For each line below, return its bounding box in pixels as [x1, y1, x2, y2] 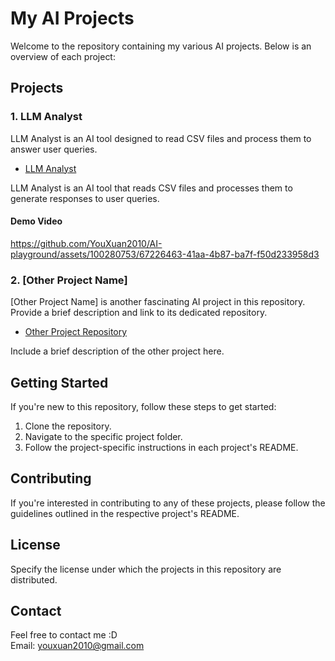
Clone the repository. [24, 420, 112, 432]
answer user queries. [10, 143, 98, 155]
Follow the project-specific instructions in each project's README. [24, 441, 299, 453]
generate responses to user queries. [10, 192, 160, 204]
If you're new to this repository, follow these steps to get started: [10, 400, 277, 412]
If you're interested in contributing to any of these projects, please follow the [10, 497, 326, 509]
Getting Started [10, 374, 109, 391]
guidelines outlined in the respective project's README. [10, 507, 240, 519]
